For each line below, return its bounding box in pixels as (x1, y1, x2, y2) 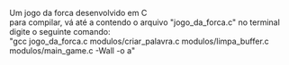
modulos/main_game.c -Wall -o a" (9, 45, 136, 56)
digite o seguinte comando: (9, 27, 111, 37)
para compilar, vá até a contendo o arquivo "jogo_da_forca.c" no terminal (9, 17, 281, 28)
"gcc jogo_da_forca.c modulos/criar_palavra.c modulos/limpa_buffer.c (9, 36, 270, 46)
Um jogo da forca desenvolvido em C (9, 8, 148, 18)
